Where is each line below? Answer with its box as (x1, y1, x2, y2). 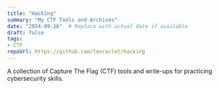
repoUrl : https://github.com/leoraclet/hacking (7, 49, 146, 55)
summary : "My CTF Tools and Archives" (7, 16, 118, 23)
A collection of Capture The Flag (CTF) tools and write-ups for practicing (7, 66, 213, 75)
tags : (7, 36, 23, 42)
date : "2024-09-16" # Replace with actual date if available (7, 23, 188, 29)
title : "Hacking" (7, 10, 57, 17)
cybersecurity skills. (7, 74, 64, 82)
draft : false (7, 29, 44, 36)
